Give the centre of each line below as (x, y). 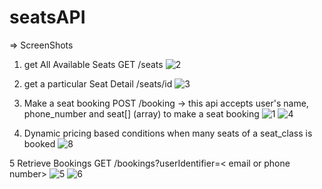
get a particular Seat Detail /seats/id (98, 83)
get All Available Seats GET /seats (93, 64)
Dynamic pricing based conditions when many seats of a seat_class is (168, 133)
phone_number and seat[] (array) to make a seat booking (141, 113)
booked (39, 143)
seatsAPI (47, 17)
